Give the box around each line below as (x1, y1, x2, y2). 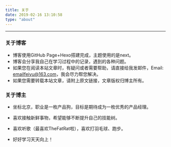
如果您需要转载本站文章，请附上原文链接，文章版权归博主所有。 (12, 77, 147, 83)
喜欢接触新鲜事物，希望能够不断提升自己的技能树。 (12, 114, 120, 121)
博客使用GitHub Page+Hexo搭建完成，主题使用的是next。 (12, 52, 134, 58)
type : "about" (5, 17, 36, 22)
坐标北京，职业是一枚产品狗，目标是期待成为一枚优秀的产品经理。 (12, 104, 151, 110)
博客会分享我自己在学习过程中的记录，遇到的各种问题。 (12, 58, 129, 64)
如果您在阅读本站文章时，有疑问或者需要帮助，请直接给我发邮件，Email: (12, 65, 164, 71)
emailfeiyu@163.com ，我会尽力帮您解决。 (12, 71, 101, 77)
